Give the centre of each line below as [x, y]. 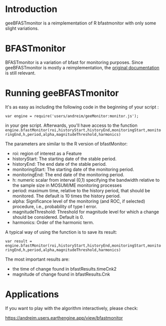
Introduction [31, 9]
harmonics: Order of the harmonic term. [53, 222]
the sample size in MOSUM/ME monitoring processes [67, 185]
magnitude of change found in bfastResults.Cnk [61, 274]
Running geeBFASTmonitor [62, 93]
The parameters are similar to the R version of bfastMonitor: [66, 144]
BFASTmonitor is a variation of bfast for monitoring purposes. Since [74, 62]
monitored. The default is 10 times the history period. [66, 196]
